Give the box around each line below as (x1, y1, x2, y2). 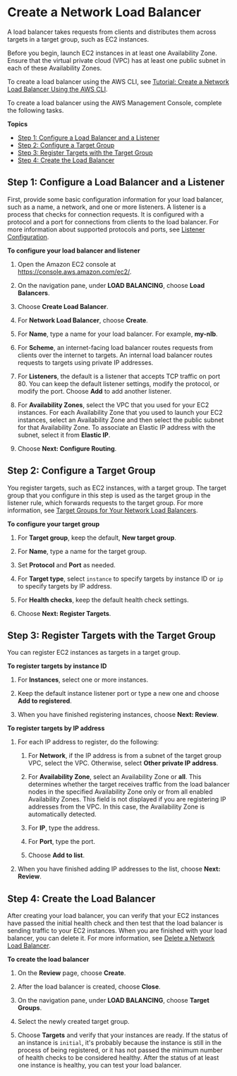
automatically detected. (28, 810, 97, 818)
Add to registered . (17, 696, 72, 706)
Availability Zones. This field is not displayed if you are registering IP (28, 795, 226, 804)
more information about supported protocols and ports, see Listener (7, 225, 205, 234)
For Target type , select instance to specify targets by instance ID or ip (17, 574, 224, 583)
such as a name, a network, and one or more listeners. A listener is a (7, 202, 207, 211)
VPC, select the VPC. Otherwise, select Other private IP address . (28, 759, 219, 768)
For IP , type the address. (28, 823, 100, 833)
